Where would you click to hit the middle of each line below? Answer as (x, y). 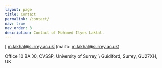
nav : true (15, 23)
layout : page (18, 10)
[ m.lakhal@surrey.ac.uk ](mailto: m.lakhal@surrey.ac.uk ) (62, 47)
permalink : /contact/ (27, 19)
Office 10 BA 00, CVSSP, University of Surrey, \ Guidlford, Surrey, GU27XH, (81, 56)
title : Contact (21, 14)
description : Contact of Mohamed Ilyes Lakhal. (55, 33)
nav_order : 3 (18, 28)
